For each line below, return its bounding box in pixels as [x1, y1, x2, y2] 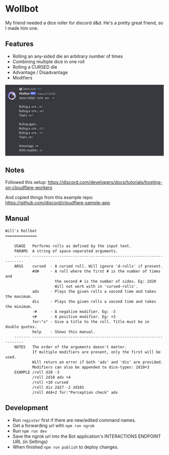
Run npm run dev [12, 428, 47, 434]
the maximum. [5, 294, 33, 299]
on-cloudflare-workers [5, 184, 53, 190]
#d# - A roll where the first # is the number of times [32, 269, 161, 274]
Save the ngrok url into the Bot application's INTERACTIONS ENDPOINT [12, 433, 161, 439]
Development [5, 403, 49, 412]
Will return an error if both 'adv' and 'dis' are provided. [32, 360, 163, 365]
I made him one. [5, 25, 39, 31]
